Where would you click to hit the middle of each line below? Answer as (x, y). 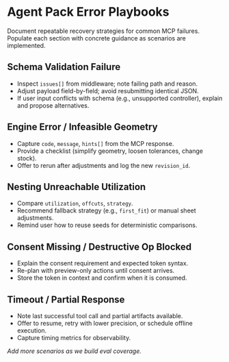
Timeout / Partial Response (66, 299)
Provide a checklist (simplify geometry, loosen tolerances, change (110, 151)
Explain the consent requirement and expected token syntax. (103, 263)
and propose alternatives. (53, 105)
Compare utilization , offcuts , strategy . (75, 204)
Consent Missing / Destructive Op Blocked (99, 246)
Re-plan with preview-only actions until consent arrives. (96, 271)
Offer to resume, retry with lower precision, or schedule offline (105, 323)
